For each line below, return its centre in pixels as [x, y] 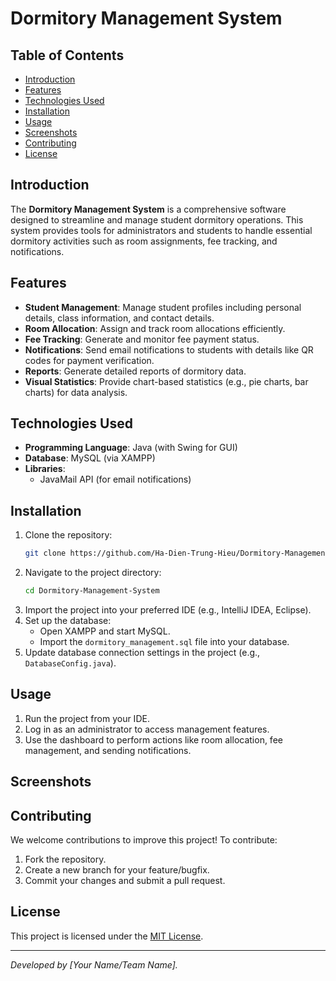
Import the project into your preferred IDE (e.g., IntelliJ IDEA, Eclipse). [168, 610]
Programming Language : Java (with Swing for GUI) [131, 448]
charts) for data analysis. [76, 392]
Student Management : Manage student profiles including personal [163, 307]
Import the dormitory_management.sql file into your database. [164, 641]
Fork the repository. [65, 859]
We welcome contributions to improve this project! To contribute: [144, 840]
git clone [45, 553]
